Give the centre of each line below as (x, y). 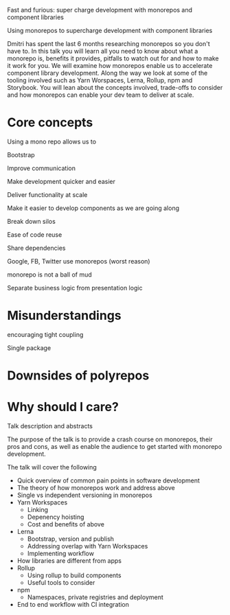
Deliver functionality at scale (47, 194)
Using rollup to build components (74, 575)
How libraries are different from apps (69, 561)
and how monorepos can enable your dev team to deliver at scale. (101, 95)
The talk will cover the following (52, 467)
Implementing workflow (61, 553)
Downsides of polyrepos (78, 376)
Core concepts (50, 123)
